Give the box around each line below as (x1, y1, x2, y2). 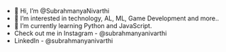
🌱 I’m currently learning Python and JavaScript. (13, 22, 152, 30)
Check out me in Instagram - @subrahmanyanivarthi (13, 29, 167, 37)
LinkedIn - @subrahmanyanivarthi (13, 37, 113, 45)
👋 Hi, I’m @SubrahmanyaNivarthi (13, 7, 110, 15)
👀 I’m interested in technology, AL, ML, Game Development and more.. (13, 14, 220, 22)
